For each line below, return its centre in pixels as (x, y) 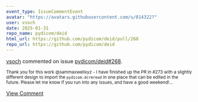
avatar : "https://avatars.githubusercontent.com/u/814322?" (82, 17)
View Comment (25, 93)
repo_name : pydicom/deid (37, 34)
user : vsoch (21, 22)
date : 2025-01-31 (27, 28)
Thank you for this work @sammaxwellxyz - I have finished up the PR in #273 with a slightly (99, 72)
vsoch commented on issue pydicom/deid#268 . (64, 61)
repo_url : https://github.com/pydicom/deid (61, 45)
